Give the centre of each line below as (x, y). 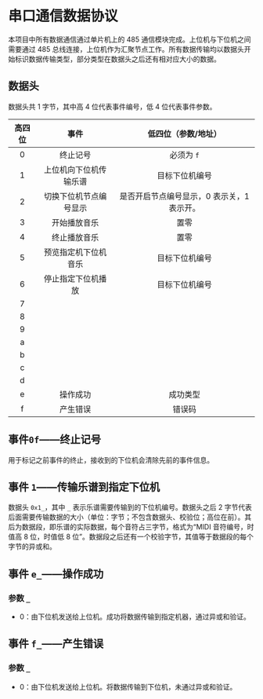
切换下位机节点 (71, 196)
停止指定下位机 (71, 278)
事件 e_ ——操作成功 (56, 574)
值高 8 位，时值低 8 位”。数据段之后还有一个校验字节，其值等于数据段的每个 (131, 537)
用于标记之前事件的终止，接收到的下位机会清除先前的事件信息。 (111, 459)
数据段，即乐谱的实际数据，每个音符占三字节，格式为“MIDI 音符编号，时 (138, 527)
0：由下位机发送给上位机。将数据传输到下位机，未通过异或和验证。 (128, 686)
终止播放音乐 (75, 237)
